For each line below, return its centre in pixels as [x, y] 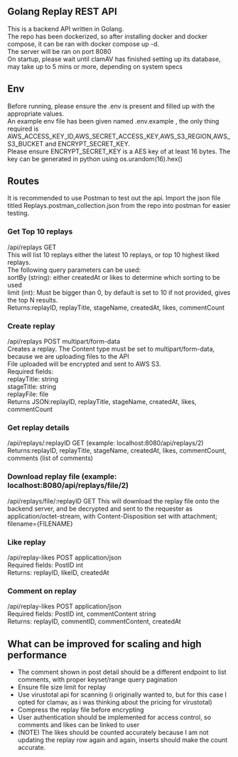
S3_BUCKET [26, 143]
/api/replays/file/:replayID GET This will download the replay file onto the [114, 501]
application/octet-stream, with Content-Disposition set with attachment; [113, 516]
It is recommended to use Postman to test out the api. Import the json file [114, 198]
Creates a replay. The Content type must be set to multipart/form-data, [111, 349]
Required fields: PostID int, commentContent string [82, 614]
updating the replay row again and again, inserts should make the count [123, 740]
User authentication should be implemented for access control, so [114, 717]
